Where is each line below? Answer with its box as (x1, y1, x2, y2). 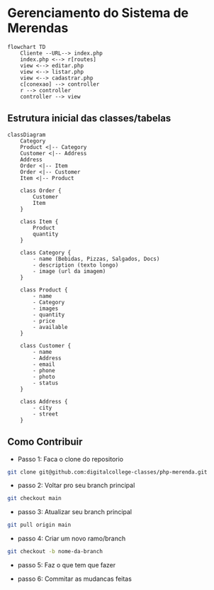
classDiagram (7, 131, 46, 138)
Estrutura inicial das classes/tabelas (7, 112, 171, 125)
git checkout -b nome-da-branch (7, 548, 103, 555)
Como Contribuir (7, 436, 83, 448)
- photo (33, 373, 55, 380)
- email (33, 360, 55, 368)
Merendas (7, 20, 69, 36)
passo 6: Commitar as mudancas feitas (17, 574, 133, 583)
